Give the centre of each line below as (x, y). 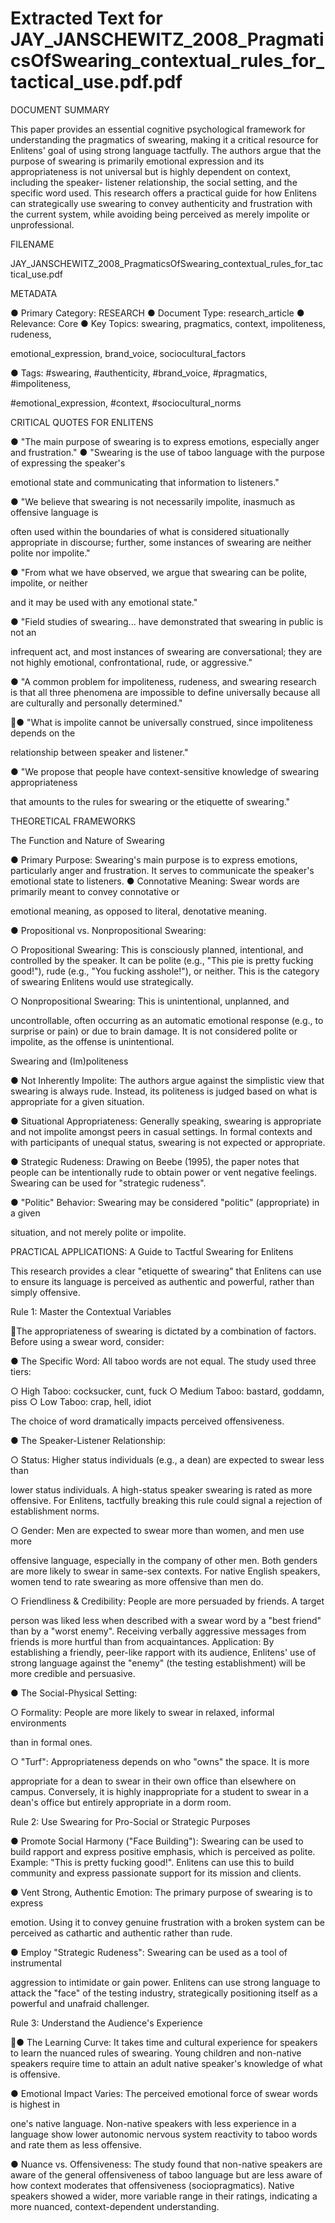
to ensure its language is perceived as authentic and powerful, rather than (162, 1281)
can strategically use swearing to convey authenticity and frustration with (161, 203)
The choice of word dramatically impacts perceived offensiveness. (147, 1421)
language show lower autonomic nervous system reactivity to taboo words (164, 2134)
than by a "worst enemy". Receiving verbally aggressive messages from (158, 1631)
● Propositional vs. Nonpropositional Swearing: (108, 930)
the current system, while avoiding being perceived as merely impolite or (160, 214)
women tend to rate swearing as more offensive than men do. (137, 1581)
